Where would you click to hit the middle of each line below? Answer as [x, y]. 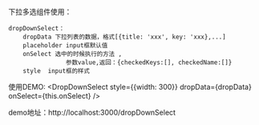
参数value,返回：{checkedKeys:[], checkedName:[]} [149, 62]
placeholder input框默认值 [65, 46]
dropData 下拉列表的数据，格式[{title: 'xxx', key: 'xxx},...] [124, 37]
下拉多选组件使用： [40, 12]
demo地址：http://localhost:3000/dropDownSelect [92, 112]
